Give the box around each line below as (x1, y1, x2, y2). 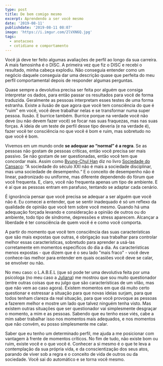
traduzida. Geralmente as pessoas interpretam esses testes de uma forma (5, 97, 154, 103)
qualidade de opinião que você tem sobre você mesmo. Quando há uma (5, 204, 149, 210)
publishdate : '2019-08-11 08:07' (5, 25, 73, 30)
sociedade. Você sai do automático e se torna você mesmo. (5, 356, 125, 362)
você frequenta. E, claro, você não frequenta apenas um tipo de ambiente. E (5, 179, 158, 185)
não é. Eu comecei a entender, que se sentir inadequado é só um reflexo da (5, 199, 157, 204)
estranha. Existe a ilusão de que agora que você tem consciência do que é (5, 102, 154, 108)
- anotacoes (9, 39, 34, 44)
